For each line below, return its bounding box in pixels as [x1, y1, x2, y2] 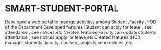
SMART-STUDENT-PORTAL [5, 3, 119, 14]
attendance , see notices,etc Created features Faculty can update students [5, 29, 156, 35]
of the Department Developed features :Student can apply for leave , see [5, 24, 152, 30]
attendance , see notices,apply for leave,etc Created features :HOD [5, 34, 141, 40]
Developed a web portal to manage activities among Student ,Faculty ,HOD [5, 19, 157, 25]
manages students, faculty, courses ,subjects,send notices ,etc [5, 39, 133, 45]
